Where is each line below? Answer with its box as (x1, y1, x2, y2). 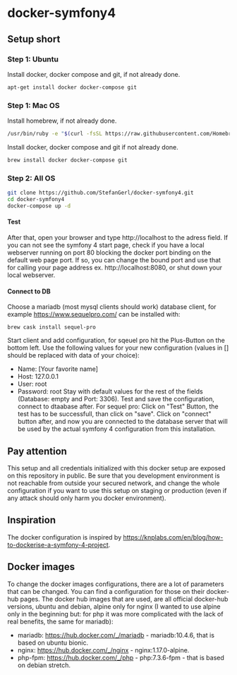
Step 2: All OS (7, 173, 56, 183)
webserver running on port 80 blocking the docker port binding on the (7, 248, 212, 257)
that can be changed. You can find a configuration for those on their (7, 587, 205, 595)
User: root (17, 379, 47, 389)
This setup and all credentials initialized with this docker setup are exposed (7, 463, 226, 472)
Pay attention (7, 445, 67, 457)
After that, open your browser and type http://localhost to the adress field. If (7, 233, 228, 241)
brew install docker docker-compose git (7, 157, 128, 164)
